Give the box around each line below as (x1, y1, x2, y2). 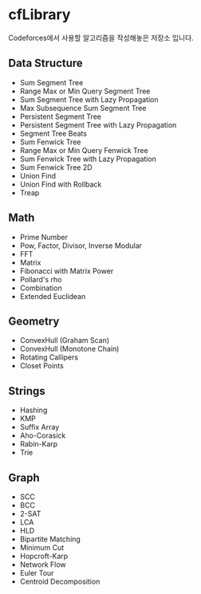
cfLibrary (8, 6, 71, 24)
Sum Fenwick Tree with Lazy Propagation (19, 154, 157, 163)
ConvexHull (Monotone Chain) (19, 344, 120, 354)
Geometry (8, 314, 60, 328)
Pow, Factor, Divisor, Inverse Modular (19, 241, 142, 250)
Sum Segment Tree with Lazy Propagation (19, 94, 159, 104)
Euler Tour (19, 568, 54, 577)
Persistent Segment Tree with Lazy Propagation (19, 120, 177, 129)
